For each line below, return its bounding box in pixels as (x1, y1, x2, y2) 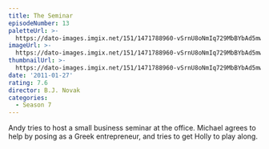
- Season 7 (15, 101, 52, 109)
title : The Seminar (8, 11, 74, 20)
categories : (8, 94, 48, 102)
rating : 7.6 (8, 79, 48, 87)
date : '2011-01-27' (8, 71, 74, 79)
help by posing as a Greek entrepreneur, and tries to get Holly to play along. (8, 131, 259, 141)
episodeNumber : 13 (8, 19, 70, 27)
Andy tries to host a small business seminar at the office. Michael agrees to (8, 123, 256, 133)
